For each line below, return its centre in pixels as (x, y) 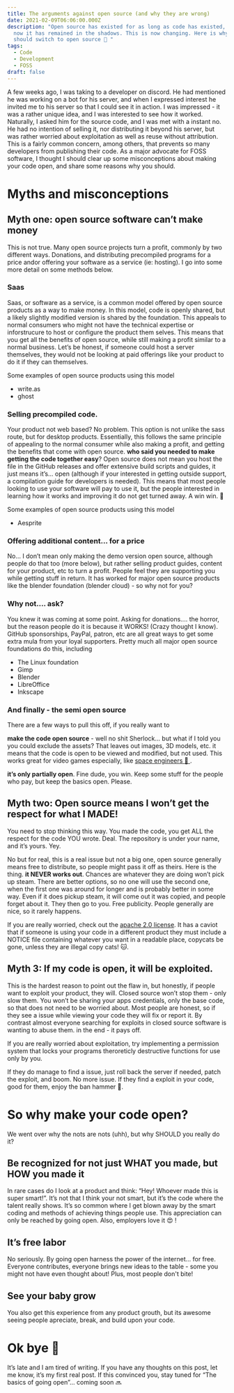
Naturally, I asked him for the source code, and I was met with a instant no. (114, 121)
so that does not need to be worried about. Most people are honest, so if (111, 1008)
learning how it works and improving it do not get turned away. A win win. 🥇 (116, 496)
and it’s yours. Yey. (34, 846)
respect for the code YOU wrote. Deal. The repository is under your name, (114, 838)
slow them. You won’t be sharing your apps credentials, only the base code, (116, 1000)
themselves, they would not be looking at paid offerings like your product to (116, 354)
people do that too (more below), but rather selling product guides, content (115, 563)
